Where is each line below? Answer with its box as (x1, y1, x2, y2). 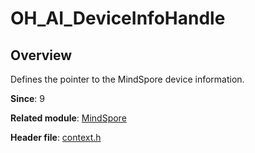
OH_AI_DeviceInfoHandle (10, 7, 226, 30)
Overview (10, 47, 73, 64)
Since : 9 (10, 93, 45, 104)
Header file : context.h (10, 132, 102, 143)
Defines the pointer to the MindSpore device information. (10, 73, 245, 85)
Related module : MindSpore (10, 112, 127, 124)
